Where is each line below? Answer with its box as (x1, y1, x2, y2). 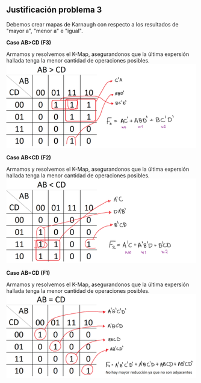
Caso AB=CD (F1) (6, 269, 51, 276)
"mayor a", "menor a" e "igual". (6, 27, 83, 34)
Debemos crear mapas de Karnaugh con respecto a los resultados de (6, 20, 179, 28)
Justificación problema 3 (6, 5, 102, 15)
